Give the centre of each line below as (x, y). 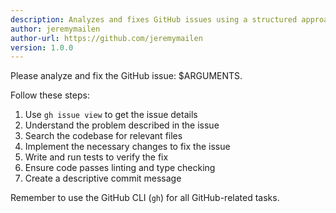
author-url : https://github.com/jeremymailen (106, 38)
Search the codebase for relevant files (103, 136)
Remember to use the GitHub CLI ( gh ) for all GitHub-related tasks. (145, 198)
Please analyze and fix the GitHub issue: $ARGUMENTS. (126, 76)
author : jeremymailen (55, 29)
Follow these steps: (50, 95)
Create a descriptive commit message (103, 178)
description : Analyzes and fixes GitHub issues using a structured (154, 19)
